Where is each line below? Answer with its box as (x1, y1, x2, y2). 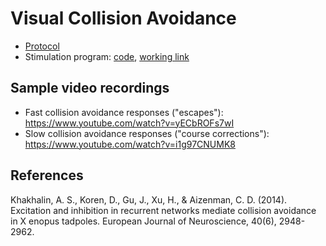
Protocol (24, 40, 60, 52)
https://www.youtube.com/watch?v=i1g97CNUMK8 (24, 138, 236, 150)
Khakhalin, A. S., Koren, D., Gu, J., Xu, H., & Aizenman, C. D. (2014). (10, 193, 288, 206)
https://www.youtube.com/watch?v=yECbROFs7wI (24, 117, 235, 129)
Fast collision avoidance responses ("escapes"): (24, 106, 224, 118)
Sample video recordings (10, 80, 170, 97)
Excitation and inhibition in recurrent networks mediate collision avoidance (10, 204, 317, 216)
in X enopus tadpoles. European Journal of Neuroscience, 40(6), (10, 215, 277, 227)
